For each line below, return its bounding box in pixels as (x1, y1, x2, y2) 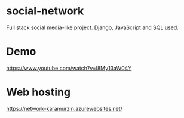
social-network (6, 4, 84, 18)
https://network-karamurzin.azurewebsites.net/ (6, 105, 122, 112)
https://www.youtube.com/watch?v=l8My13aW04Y (6, 64, 132, 72)
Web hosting (6, 85, 70, 99)
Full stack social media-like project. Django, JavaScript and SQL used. (6, 24, 179, 31)
